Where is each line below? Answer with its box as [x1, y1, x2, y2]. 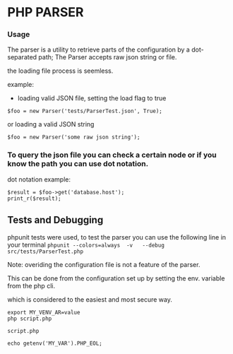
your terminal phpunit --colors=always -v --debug [7, 240, 165, 249]
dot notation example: [7, 175, 71, 184]
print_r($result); [7, 195, 61, 202]
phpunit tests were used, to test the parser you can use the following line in [7, 232, 227, 241]
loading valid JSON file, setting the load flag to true [17, 94, 167, 102]
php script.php [7, 315, 52, 322]
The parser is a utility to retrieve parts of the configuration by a [7, 45, 191, 54]
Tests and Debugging [7, 214, 104, 226]
